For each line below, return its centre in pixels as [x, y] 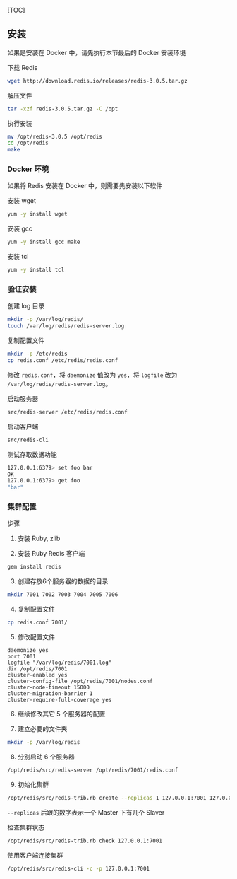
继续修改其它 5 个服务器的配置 [61, 714]
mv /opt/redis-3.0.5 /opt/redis [55, 136]
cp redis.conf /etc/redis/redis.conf [63, 361]
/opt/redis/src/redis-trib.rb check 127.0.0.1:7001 [85, 841]
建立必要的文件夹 [42, 729]
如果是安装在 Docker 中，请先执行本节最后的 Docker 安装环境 [97, 52]
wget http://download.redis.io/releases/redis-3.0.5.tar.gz [98, 81]
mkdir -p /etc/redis [38, 354]
